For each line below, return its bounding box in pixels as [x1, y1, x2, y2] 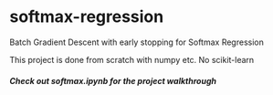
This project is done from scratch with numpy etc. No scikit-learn [9, 54, 255, 65]
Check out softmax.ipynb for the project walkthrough [9, 75, 217, 86]
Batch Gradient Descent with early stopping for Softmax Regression [9, 37, 265, 47]
